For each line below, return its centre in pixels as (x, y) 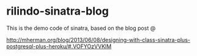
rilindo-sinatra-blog (58, 11)
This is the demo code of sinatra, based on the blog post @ (81, 28)
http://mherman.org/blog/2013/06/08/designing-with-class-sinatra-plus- (98, 40)
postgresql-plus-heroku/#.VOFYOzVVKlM (59, 46)
